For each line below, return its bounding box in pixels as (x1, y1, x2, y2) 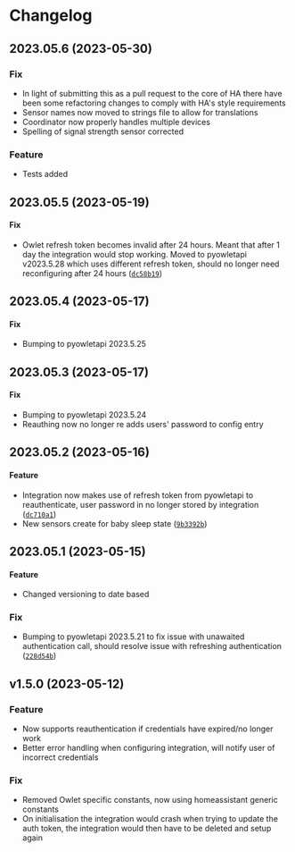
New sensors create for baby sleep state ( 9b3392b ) (21, 518, 208, 528)
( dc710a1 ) (21, 509, 57, 519)
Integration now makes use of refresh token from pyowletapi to (21, 489, 254, 501)
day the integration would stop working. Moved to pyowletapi (21, 249, 248, 259)
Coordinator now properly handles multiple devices (21, 116, 211, 127)
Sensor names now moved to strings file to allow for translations (21, 106, 258, 117)
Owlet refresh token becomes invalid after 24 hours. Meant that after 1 (21, 239, 281, 250)
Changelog (9, 5, 93, 26)
